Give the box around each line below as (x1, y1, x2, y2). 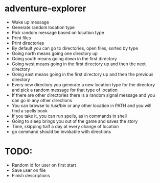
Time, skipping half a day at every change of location (11, 123, 119, 129)
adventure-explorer (4, 3, 87, 14)
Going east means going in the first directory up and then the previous (11, 71, 154, 77)
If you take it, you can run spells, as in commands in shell (11, 113, 127, 119)
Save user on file (11, 167, 46, 173)
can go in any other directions (11, 97, 72, 103)
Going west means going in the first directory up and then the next (11, 61, 146, 67)
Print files (11, 35, 31, 41)
